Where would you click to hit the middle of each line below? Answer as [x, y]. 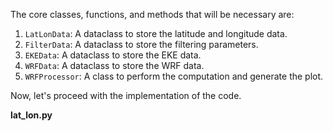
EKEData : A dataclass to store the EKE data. [113, 55]
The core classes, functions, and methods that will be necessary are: [152, 14]
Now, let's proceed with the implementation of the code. [126, 95]
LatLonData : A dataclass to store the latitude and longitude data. [156, 33]
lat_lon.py [31, 115]
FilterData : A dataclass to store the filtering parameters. [141, 44]
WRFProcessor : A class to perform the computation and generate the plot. [174, 76]
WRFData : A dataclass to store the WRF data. [114, 65]
